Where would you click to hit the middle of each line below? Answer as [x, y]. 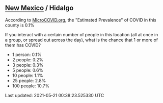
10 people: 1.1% [27, 75]
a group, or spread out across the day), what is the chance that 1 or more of [81, 40]
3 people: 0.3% [28, 65]
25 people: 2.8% [29, 80]
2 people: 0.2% [28, 60]
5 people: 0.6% [27, 70]
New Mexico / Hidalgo [39, 8]
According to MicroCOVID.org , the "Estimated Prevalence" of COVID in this [81, 20]
